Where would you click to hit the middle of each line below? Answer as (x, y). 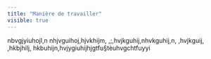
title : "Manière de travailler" (55, 14)
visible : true (28, 20)
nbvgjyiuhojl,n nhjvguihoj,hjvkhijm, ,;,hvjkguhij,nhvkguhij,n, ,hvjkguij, (106, 40)
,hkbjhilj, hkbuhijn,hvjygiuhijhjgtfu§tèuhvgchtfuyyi (79, 48)
